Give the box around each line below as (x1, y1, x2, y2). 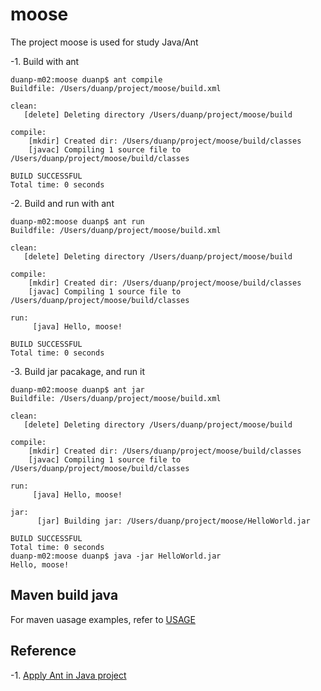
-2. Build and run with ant (10, 197, 115, 209)
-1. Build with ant (10, 55, 80, 67)
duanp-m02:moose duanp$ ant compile (10, 74, 163, 85)
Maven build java (10, 587, 119, 604)
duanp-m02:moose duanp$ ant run (10, 216, 145, 227)
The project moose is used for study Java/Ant (10, 36, 199, 48)
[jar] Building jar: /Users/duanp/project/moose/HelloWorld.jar (36, 516, 311, 526)
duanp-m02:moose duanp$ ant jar (10, 384, 145, 395)
